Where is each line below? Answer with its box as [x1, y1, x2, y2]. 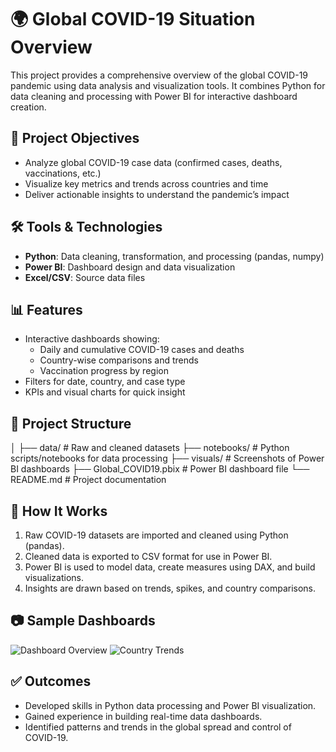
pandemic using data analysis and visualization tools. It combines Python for [10, 79, 326, 91]
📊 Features [10, 301, 83, 318]
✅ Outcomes [10, 673, 92, 690]
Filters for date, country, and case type [24, 376, 186, 388]
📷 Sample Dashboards [10, 612, 156, 630]
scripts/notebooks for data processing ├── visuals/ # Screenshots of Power [10, 452, 325, 465]
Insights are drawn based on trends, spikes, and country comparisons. [24, 582, 317, 594]
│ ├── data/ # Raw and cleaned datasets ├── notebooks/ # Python [10, 442, 290, 454]
